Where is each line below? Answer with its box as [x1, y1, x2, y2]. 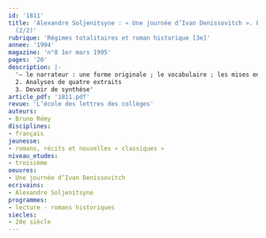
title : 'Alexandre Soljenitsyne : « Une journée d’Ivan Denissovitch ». [8, 19, 253, 27]
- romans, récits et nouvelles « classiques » [8, 144, 165, 152]
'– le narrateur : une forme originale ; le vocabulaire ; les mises [15, 71, 249, 79]
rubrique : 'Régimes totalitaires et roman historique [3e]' [8, 33, 211, 42]
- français [8, 129, 44, 137]
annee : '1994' [8, 41, 55, 49]
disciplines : [8, 122, 51, 130]
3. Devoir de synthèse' [15, 85, 93, 94]
